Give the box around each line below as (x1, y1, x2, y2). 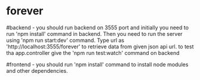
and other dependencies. (6, 67, 68, 74)
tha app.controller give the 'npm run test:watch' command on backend (6, 49, 180, 56)
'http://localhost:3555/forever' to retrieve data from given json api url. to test (6, 43, 194, 50)
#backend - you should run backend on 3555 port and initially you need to (6, 24, 189, 31)
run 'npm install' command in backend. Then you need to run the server (6, 30, 183, 37)
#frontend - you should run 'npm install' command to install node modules (6, 61, 189, 68)
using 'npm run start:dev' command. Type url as (6, 36, 124, 44)
